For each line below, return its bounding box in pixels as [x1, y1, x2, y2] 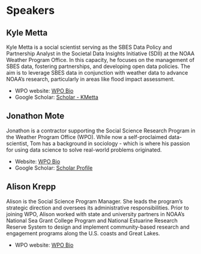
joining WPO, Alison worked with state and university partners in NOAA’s [6, 210, 185, 217]
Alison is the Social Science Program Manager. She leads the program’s [6, 197, 183, 205]
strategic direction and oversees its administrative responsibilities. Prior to [6, 204, 189, 211]
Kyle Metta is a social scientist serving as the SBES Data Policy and [6, 43, 172, 51]
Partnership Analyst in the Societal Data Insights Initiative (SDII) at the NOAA [6, 50, 195, 57]
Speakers [6, 4, 55, 17]
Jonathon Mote [6, 111, 65, 121]
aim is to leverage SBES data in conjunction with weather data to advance [6, 69, 188, 76]
